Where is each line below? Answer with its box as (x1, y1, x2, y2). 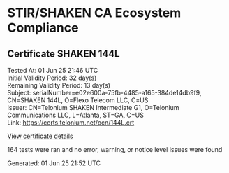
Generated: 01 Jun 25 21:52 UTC (7, 159, 101, 167)
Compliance (7, 20, 79, 36)
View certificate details (7, 132, 73, 140)
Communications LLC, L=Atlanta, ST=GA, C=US (7, 111, 145, 119)
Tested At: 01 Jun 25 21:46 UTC (7, 67, 98, 74)
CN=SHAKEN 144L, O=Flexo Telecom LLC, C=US (7, 96, 149, 104)
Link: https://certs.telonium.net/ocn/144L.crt (7, 118, 135, 127)
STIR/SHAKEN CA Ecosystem (7, 5, 182, 21)
